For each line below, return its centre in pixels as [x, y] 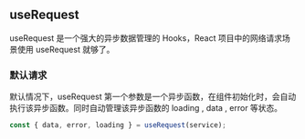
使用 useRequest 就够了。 [66, 49]
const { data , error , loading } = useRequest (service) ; [118, 125]
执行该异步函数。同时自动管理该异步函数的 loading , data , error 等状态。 [146, 108]
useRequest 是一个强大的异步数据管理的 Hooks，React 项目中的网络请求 [146, 38]
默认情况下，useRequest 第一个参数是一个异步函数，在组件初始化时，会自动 [153, 97]
